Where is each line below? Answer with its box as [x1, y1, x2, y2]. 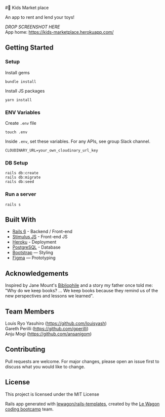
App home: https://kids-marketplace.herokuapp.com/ [5, 29, 114, 35]
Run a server [5, 191, 37, 198]
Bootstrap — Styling [12, 250, 53, 256]
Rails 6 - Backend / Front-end [12, 228, 73, 235]
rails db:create [5, 171, 39, 176]
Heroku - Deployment [12, 239, 57, 245]
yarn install [5, 97, 32, 103]
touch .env [5, 129, 28, 135]
